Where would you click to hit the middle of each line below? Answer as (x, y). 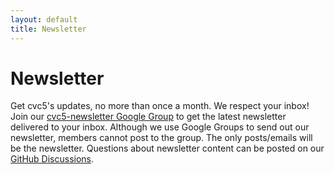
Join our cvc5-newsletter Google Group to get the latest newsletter (148, 117)
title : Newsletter (48, 29)
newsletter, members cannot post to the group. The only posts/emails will (161, 138)
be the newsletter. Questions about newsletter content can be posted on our (167, 148)
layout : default (44, 19)
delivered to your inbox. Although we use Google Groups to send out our (160, 127)
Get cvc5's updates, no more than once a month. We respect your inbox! (160, 106)
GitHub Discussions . (52, 159)
